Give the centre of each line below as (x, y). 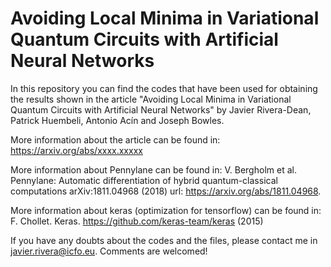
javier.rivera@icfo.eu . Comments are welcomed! (109, 251)
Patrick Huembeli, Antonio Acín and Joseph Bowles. (117, 120)
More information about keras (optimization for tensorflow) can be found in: (166, 210)
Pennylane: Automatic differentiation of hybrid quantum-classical (144, 180)
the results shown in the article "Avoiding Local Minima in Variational (151, 99)
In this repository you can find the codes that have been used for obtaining (164, 88)
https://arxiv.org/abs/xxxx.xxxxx (76, 150)
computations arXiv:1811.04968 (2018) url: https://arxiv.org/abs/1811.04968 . (166, 191)
